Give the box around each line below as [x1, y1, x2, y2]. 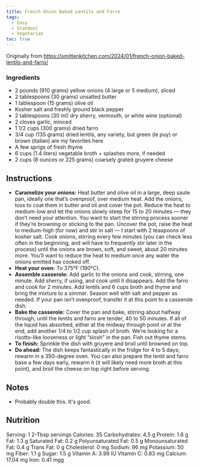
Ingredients [6, 73, 40, 82]
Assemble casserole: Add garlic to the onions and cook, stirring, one [14, 271, 184, 278]
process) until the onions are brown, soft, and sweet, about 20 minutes [14, 246, 188, 253]
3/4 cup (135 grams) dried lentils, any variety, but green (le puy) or [14, 131, 178, 138]
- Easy [11, 20, 28, 25]
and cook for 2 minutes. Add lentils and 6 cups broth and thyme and [14, 284, 181, 291]
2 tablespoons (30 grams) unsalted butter [14, 93, 117, 101]
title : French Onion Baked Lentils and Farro [6, 8, 120, 15]
